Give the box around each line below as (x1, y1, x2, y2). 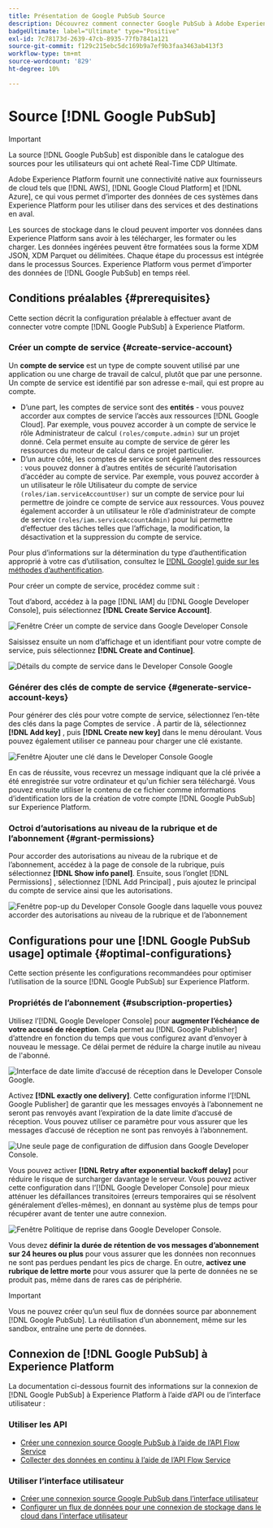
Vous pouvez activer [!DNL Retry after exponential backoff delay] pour (8, 1165, 249, 1175)
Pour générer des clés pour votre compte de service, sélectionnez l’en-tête (8, 710, 260, 720)
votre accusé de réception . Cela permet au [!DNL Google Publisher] (8, 1024, 238, 1034)
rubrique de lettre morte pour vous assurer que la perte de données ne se (8, 1266, 258, 1276)
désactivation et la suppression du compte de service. (19, 532, 202, 541)
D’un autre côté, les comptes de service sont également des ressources (19, 453, 262, 464)
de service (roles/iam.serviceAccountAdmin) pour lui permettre (19, 514, 233, 524)
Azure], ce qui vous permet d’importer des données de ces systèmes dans (8, 191, 258, 201)
